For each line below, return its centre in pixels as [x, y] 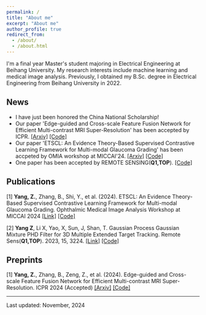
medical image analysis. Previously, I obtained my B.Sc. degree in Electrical [101, 76]
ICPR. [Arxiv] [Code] [41, 136]
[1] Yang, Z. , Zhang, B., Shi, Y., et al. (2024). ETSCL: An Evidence [89, 196]
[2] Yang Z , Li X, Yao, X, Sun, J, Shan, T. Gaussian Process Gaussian [93, 228]
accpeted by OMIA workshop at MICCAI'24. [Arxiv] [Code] [89, 156]
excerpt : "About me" [33, 23]
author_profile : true [34, 29]
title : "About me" [30, 18]
